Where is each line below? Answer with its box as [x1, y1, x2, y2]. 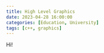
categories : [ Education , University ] [6, 19, 99, 25]
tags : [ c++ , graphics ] [6, 25, 62, 31]
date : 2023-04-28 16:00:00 [6, 14, 73, 20]
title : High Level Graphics [6, 8, 76, 15]
